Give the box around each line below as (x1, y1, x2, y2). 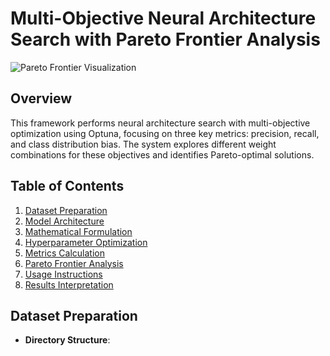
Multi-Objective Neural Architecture (10, 7, 317, 30)
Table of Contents (10, 178, 125, 195)
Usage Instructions (24, 268, 103, 280)
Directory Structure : (24, 334, 111, 346)
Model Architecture (24, 215, 105, 227)
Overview (10, 90, 73, 107)
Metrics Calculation (24, 247, 105, 259)
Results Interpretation (24, 278, 114, 291)
